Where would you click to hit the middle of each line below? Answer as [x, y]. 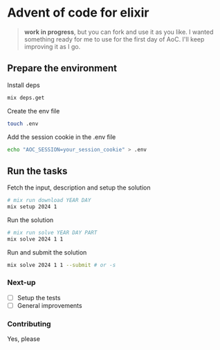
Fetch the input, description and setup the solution [79, 187]
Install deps [24, 85]
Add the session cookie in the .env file [62, 137]
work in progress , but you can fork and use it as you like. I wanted [119, 32]
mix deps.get [26, 98]
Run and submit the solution [47, 252]
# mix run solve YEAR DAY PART [52, 232]
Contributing [29, 324]
